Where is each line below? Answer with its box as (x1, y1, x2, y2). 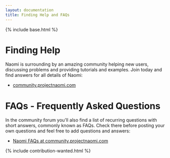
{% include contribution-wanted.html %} (5, 148, 91, 154)
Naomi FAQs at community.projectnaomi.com (12, 138, 109, 144)
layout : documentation (5, 7, 54, 13)
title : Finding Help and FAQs (5, 12, 70, 17)
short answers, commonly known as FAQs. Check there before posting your (5, 123, 165, 129)
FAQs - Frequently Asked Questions (5, 100, 161, 112)
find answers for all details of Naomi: (5, 72, 83, 78)
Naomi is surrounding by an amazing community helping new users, (5, 61, 149, 67)
